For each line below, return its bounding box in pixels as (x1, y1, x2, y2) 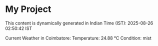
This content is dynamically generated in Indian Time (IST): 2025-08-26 (5, 20, 153, 26)
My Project (5, 3, 51, 15)
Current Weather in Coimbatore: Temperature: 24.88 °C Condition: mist (5, 35, 151, 41)
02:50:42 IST (5, 25, 32, 31)
